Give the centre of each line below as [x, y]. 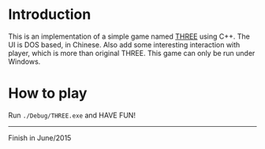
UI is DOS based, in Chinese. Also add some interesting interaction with [124, 44]
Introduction [50, 15]
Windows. [24, 61]
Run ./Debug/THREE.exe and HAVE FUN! [72, 115]
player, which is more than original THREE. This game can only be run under [132, 53]
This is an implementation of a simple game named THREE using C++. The [129, 36]
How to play [48, 93]
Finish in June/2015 [40, 138]
